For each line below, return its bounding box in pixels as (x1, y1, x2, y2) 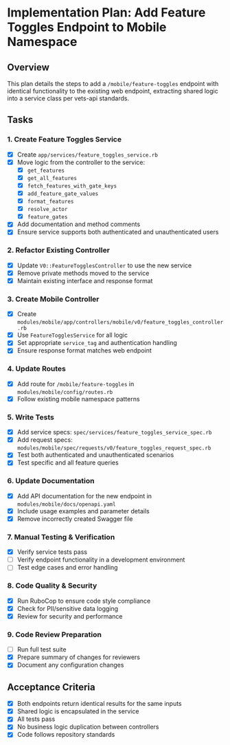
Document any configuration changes (16, 661, 124, 669)
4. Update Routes (7, 364, 67, 374)
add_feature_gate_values (27, 190, 99, 197)
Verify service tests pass (16, 548, 88, 556)
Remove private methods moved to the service (16, 269, 150, 277)
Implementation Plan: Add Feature (7, 5, 206, 21)
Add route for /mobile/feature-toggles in (16, 379, 135, 388)
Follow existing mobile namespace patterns (16, 394, 140, 403)
